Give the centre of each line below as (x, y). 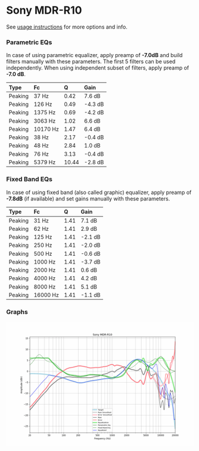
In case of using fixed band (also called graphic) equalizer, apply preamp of (99, 192)
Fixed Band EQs (29, 179)
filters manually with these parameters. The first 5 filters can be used (91, 62)
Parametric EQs (29, 42)
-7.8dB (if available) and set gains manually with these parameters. (88, 198)
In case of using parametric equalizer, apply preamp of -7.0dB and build (94, 55)
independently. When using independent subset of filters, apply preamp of (98, 68)
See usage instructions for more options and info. (67, 27)
